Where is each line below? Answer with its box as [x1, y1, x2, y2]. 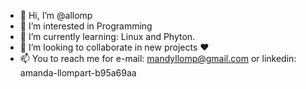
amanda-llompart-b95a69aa [19, 67, 137, 79]
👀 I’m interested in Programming [19, 20, 153, 32]
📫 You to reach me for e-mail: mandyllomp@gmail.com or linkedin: [19, 53, 297, 64]
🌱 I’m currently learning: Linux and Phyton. [19, 31, 196, 42]
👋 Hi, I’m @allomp [19, 10, 93, 21]
